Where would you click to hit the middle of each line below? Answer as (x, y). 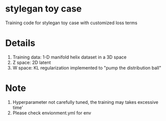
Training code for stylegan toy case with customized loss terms (71, 23)
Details (20, 43)
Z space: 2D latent (32, 62)
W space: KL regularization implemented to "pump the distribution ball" (87, 68)
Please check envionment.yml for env (52, 113)
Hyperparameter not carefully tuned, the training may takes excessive (85, 102)
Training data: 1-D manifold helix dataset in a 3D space (69, 57)
